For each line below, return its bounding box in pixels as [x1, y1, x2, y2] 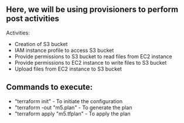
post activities [6, 14, 60, 24]
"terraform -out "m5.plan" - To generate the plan [14, 104, 132, 111]
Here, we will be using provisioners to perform [6, 5, 179, 15]
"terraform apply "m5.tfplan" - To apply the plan [14, 110, 131, 117]
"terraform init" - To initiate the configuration [14, 97, 123, 104]
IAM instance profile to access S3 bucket [14, 47, 114, 54]
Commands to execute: [6, 82, 93, 92]
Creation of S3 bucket [14, 40, 68, 47]
